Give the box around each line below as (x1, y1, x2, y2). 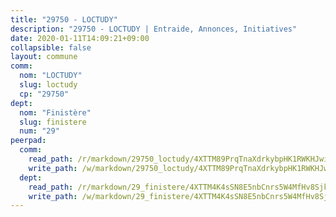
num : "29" (19, 126, 60, 136)
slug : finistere (19, 117, 87, 127)
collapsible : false (10, 42, 92, 53)
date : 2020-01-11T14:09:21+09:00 (10, 33, 150, 43)
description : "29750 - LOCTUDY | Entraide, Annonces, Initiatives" (10, 24, 298, 34)
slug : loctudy (19, 80, 78, 90)
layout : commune (10, 52, 78, 62)
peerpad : (10, 136, 47, 146)
